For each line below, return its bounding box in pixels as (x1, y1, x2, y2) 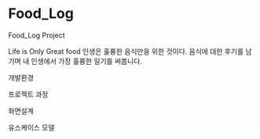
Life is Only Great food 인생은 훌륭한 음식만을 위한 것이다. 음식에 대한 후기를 (8, 46, 244, 55)
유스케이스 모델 (8, 123, 55, 132)
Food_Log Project (8, 30, 65, 40)
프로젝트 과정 (8, 89, 49, 98)
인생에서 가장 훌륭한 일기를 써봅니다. (31, 56, 143, 66)
